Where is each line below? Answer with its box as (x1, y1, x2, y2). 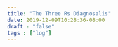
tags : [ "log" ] (7, 29, 52, 37)
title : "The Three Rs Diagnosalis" (7, 10, 112, 17)
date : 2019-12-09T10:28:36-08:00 (7, 17, 105, 23)
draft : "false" (7, 23, 55, 30)
